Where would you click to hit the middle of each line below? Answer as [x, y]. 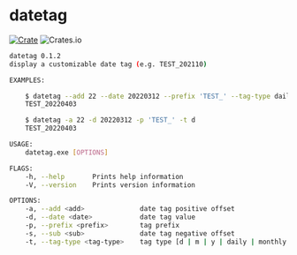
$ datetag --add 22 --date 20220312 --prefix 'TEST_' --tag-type [148, 96]
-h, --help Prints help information [104, 176]
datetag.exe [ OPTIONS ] [67, 152]
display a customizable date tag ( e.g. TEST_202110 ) [108, 64]
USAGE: [21, 145]
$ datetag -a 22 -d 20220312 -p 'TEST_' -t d [110, 120]
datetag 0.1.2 [35, 56]
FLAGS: [21, 169]
